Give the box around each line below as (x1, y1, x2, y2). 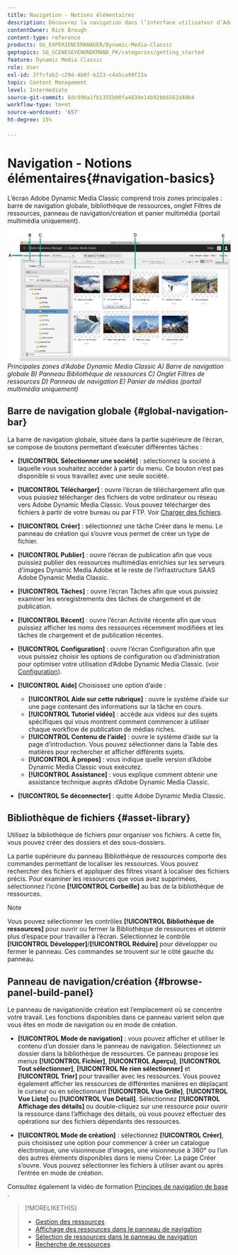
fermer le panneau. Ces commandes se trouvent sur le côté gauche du (7, 948, 214, 956)
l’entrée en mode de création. (17, 1168, 104, 1178)
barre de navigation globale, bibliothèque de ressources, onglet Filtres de (7, 201, 222, 209)
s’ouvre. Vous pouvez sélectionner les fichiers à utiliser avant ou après (17, 1161, 224, 1170)
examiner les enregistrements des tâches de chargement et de (17, 594, 201, 603)
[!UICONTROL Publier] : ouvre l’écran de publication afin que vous (17, 550, 212, 559)
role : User (7, 64, 40, 71)
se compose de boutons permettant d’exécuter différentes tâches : (7, 442, 203, 451)
